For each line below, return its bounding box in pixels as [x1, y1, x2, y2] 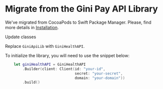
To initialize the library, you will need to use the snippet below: [5, 52, 130, 59]
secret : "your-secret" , [74, 71, 123, 76]
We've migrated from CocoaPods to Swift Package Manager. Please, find [5, 19, 152, 25]
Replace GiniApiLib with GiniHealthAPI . [5, 43, 85, 49]
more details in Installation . [5, 24, 59, 30]
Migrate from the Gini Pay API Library [5, 3, 158, 15]
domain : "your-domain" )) [74, 75, 125, 80]
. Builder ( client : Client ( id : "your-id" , [22, 66, 106, 71]
